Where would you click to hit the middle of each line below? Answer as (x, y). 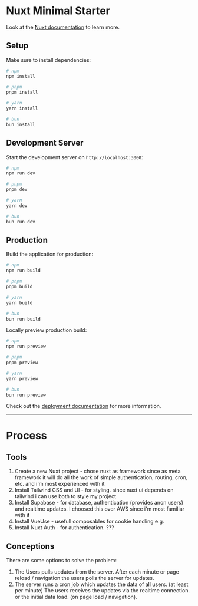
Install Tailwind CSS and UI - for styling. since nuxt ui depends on (94, 490)
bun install (21, 124)
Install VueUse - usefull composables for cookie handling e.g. (89, 521)
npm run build (24, 271)
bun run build (24, 319)
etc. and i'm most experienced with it (60, 484)
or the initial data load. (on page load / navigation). (76, 597)
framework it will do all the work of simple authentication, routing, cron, (101, 477)
